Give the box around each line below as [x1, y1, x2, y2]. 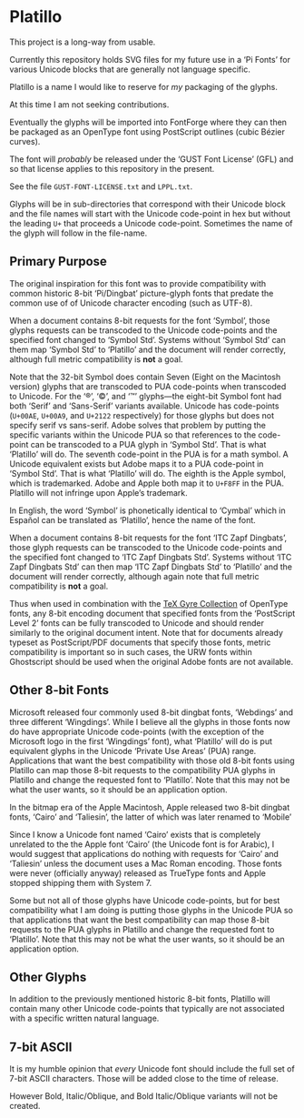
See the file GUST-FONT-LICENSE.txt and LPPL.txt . [9, 180, 193, 192]
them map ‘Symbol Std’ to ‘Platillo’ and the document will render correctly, [9, 344, 286, 355]
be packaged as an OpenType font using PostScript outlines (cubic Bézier [9, 126, 286, 137]
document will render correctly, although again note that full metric [9, 570, 260, 581]
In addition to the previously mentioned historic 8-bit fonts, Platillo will [9, 993, 270, 1004]
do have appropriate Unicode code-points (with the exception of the [9, 726, 265, 737]
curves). [9, 136, 41, 146]
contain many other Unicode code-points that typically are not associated [9, 1003, 285, 1014]
